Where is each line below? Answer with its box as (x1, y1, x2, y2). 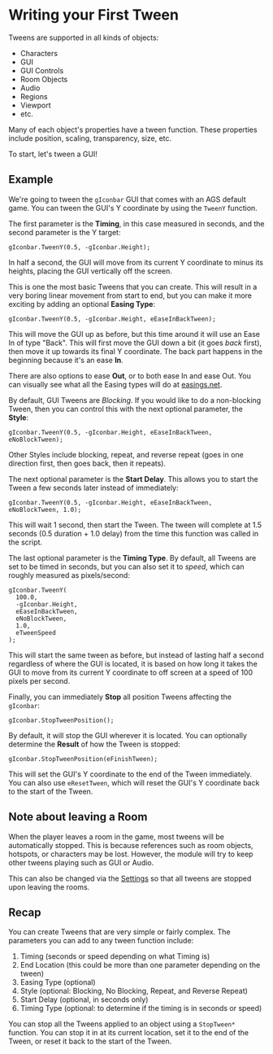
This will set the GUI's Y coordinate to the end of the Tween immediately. (8, 769, 252, 779)
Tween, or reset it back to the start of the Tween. (8, 1036, 172, 1047)
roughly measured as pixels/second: (8, 570, 130, 579)
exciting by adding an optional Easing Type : (8, 299, 156, 308)
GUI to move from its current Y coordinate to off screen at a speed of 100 (8, 667, 253, 677)
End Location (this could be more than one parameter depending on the (19, 960, 261, 970)
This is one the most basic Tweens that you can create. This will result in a (8, 282, 258, 291)
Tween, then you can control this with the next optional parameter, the (8, 404, 244, 413)
